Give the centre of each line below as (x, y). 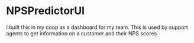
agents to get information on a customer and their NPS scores (82, 33)
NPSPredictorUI (45, 11)
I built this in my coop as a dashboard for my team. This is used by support (97, 27)
